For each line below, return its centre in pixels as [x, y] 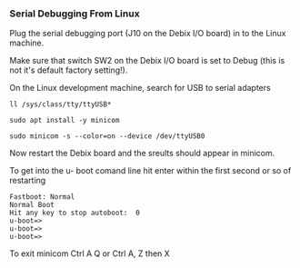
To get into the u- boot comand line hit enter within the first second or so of [150, 171]
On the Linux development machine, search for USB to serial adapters [140, 88]
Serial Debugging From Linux [75, 14]
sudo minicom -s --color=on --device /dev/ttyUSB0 [107, 136]
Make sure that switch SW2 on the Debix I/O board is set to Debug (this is [147, 61]
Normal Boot [32, 205]
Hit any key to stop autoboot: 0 [75, 213]
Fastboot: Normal [42, 197]
